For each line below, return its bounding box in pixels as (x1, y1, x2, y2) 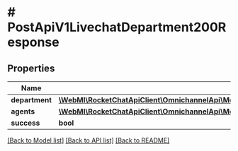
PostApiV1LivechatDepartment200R (7, 19, 227, 35)
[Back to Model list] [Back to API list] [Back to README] (7, 136, 170, 145)
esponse (7, 35, 59, 50)
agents (11, 107, 35, 116)
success (11, 118, 40, 128)
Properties (7, 62, 55, 74)
